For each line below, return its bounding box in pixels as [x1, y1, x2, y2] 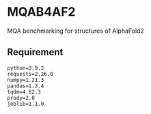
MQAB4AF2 [7, 4, 77, 20]
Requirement [7, 46, 64, 58]
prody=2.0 [7, 94, 36, 101]
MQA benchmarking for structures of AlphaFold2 [7, 27, 145, 35]
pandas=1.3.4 [7, 83, 44, 89]
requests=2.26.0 [7, 70, 53, 77]
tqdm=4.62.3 [7, 88, 41, 96]
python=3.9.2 [7, 64, 44, 72]
